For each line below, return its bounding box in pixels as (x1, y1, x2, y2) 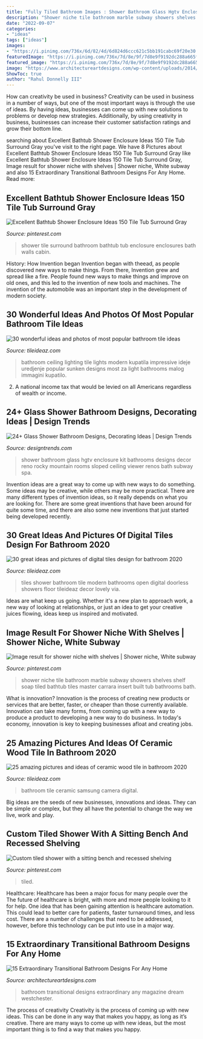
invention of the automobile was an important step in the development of (6, 285, 187, 293)
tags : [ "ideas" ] (6, 37, 47, 43)
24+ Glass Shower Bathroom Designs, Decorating (6, 407, 197, 417)
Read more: (6, 175, 35, 183)
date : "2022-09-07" (6, 20, 56, 26)
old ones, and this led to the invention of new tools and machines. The (6, 279, 181, 286)
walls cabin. (21, 248, 51, 255)
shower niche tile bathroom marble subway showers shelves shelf (21, 677, 186, 684)
